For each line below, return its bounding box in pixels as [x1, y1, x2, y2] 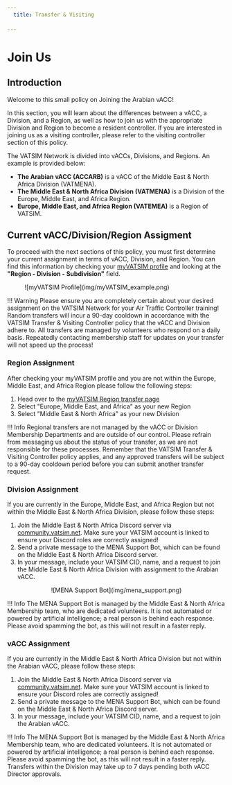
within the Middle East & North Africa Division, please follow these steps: [7, 507, 215, 516]
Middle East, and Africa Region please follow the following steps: [7, 381, 193, 390]
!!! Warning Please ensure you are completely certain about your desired [7, 297, 214, 305]
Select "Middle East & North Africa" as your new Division [17, 409, 180, 417]
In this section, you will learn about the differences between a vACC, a [7, 108, 208, 117]
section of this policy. [7, 138, 68, 146]
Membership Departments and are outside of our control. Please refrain [7, 430, 211, 438]
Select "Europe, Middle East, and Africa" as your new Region [17, 402, 191, 411]
